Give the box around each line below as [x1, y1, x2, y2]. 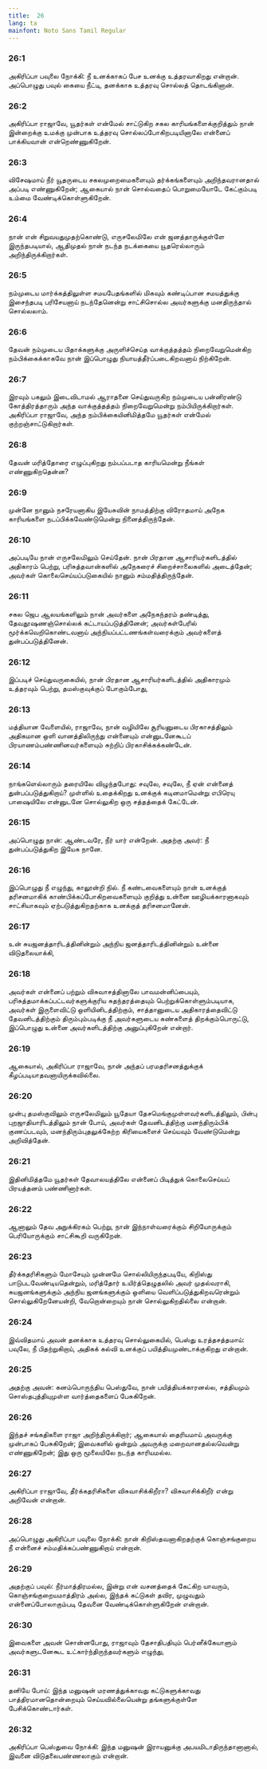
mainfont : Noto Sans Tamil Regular [8, 26, 127, 34]
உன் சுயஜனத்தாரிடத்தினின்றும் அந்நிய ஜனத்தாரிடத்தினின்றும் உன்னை [8, 939, 219, 949]
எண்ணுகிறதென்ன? [8, 466, 69, 476]
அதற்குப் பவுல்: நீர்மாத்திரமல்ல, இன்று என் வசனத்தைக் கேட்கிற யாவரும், [8, 1581, 230, 1590]
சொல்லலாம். [8, 306, 49, 315]
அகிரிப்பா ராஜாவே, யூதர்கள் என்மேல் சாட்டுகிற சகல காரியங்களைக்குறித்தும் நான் [8, 118, 254, 128]
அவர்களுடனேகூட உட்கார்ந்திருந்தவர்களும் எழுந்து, [8, 1647, 165, 1656]
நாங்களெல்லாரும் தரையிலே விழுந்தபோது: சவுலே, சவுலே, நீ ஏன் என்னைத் [8, 779, 234, 788]
